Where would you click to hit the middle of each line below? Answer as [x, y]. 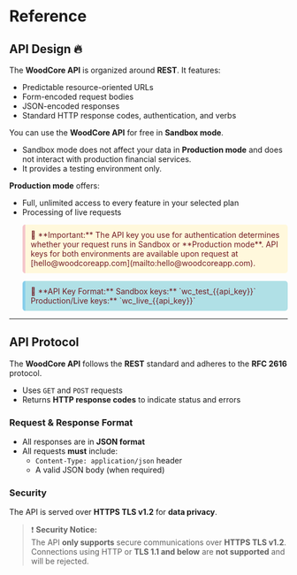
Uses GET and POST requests [72, 390]
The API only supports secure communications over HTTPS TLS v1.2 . [159, 542]
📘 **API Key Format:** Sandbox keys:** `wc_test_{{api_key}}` [143, 291]
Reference [48, 16]
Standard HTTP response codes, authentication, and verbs [129, 115]
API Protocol [44, 342]
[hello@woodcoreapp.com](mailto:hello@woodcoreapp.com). [143, 263]
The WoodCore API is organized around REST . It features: [115, 70]
